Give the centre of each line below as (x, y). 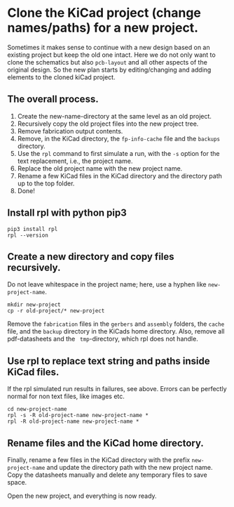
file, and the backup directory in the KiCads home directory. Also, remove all (116, 331)
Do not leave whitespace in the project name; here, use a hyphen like (107, 284)
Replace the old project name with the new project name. (100, 168)
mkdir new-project (34, 305)
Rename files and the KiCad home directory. (106, 443)
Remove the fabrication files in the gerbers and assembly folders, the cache (116, 324)
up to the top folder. (46, 183)
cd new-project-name (37, 409)
